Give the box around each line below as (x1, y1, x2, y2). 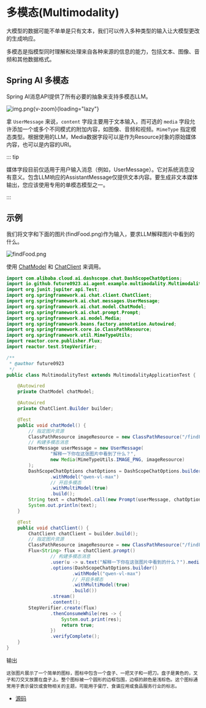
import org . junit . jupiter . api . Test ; (6, 286, 100, 293)
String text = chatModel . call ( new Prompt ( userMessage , (28, 497, 172, 503)
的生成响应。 (6, 34, 39, 42)
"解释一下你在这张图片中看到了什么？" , (50, 451, 137, 457)
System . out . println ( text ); (28, 502, 97, 509)
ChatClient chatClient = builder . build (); (28, 530, 139, 537)
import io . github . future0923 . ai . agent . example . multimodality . (6, 281, 169, 287)
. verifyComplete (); (50, 634, 100, 640)
